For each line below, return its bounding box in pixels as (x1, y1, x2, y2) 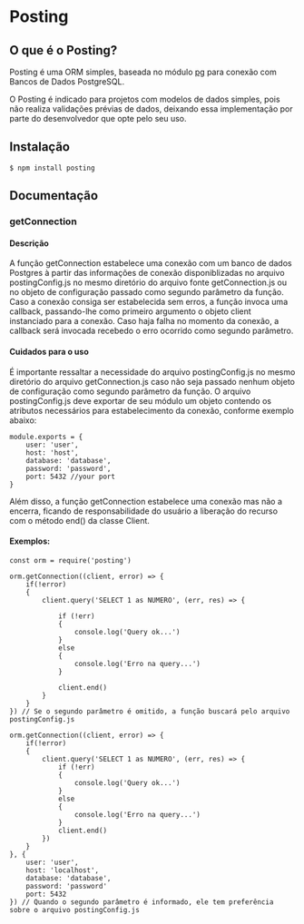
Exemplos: (9, 536, 51, 546)
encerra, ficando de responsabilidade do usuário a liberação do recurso (9, 506, 279, 516)
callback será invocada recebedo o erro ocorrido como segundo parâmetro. (9, 325, 294, 337)
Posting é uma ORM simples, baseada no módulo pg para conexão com (9, 66, 277, 77)
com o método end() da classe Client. (9, 515, 150, 526)
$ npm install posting (9, 163, 95, 172)
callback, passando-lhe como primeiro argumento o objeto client (9, 306, 251, 317)
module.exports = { (9, 432, 83, 441)
